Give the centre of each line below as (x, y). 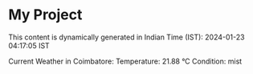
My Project (45, 15)
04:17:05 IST (29, 45)
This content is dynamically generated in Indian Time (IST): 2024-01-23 (126, 37)
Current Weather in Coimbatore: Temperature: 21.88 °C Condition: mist (125, 61)
